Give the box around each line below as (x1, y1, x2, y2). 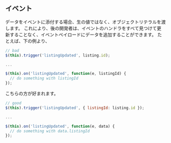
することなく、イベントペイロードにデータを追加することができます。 (9, 32, 157, 38)
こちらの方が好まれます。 (5, 91, 59, 97)
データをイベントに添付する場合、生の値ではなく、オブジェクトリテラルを (5, 19, 161, 25)
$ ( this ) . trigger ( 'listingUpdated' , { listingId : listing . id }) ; (5, 105, 145, 110)
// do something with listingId (10, 76, 79, 81)
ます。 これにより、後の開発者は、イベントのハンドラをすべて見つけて (9, 25, 157, 31)
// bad (5, 48, 19, 53)
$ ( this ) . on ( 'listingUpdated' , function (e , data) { (5, 124, 115, 129)
